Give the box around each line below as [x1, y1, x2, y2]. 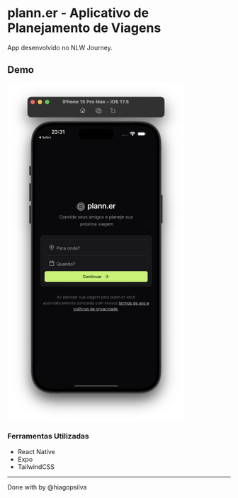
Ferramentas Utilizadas [7, 432, 90, 441]
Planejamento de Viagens [7, 20, 161, 36]
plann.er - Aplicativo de [7, 5, 149, 21]
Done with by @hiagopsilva [7, 482, 87, 491]
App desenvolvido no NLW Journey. [7, 43, 113, 52]
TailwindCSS [17, 462, 55, 471]
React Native [17, 447, 55, 456]
